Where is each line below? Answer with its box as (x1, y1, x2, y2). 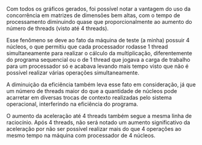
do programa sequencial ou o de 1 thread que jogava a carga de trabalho (6, 56, 190, 63)
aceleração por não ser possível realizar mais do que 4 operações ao (6, 125, 182, 132)
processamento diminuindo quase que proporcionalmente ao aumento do (6, 18, 192, 25)
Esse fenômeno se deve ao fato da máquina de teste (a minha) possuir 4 (6, 37, 190, 43)
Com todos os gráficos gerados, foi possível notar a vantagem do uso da (6, 6, 191, 12)
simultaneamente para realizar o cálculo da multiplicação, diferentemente (6, 50, 192, 57)
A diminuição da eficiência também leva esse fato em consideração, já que (6, 81, 196, 88)
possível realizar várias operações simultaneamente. (6, 69, 139, 76)
